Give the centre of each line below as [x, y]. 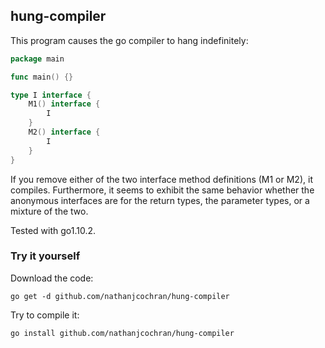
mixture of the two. [49, 211]
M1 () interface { [64, 104]
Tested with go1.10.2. [53, 230]
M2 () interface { [64, 132]
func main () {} [42, 77]
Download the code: [52, 278]
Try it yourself [45, 256]
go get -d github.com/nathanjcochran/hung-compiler [120, 296]
